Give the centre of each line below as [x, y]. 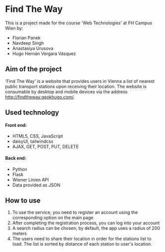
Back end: [16, 158]
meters [20, 234]
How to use [23, 200]
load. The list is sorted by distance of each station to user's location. [82, 244]
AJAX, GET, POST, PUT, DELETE [46, 147]
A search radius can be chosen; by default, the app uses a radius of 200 [86, 228]
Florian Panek [26, 38]
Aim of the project [33, 69]
